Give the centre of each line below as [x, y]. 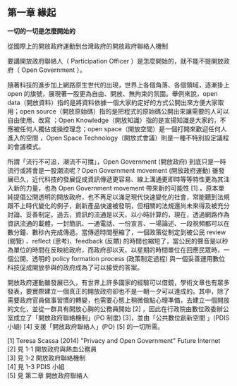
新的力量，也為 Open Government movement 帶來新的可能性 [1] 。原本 [116, 188]
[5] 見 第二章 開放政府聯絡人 [48, 375]
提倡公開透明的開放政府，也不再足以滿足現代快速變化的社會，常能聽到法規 [121, 197]
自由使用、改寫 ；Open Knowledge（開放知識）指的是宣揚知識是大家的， [114, 120]
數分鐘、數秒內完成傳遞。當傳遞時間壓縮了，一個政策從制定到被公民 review [117, 232]
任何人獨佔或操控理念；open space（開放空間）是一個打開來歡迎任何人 [123, 128]
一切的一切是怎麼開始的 [41, 31]
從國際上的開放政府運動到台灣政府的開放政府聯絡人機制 [87, 46]
